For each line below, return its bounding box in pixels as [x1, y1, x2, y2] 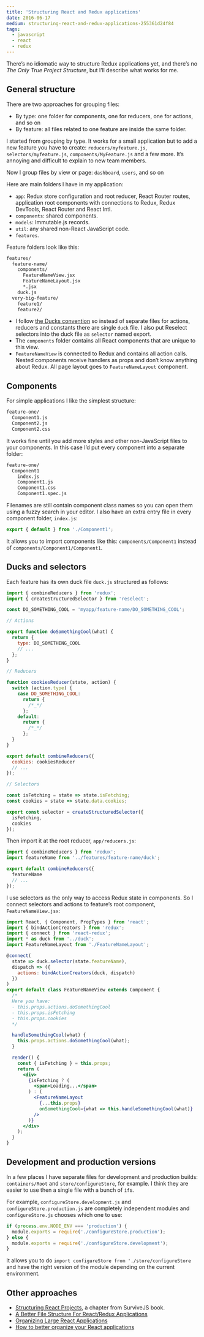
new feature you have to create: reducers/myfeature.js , [6, 143, 148, 151]
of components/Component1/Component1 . [6, 544, 103, 551]
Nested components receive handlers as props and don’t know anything [15, 357, 198, 364]
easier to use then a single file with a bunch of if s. [6, 1186, 135, 1194]
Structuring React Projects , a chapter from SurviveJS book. [15, 1304, 165, 1311]
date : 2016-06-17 [6, 15, 51, 21]
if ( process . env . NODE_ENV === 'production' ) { [6, 1223, 127, 1229]
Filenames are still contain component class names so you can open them [6, 502, 193, 509]
